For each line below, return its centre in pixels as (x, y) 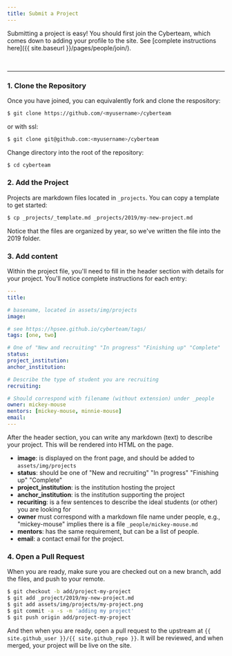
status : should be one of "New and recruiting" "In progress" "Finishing (118, 472)
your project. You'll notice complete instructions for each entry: (97, 279)
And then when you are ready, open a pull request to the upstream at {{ (109, 630)
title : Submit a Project (43, 13)
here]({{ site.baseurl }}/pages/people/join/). (69, 48)
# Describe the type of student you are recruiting (83, 379)
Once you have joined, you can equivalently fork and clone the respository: (114, 100)
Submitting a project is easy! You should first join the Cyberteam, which (109, 33)
